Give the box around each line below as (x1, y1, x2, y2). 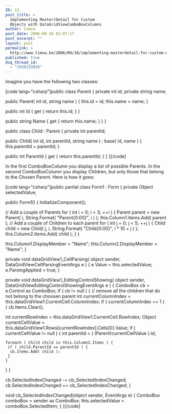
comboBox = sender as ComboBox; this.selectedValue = (5, 398, 124, 404)
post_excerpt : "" (5, 36, 42, 41)
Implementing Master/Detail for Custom (10, 17, 95, 22)
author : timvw (5, 27, 36, 32)
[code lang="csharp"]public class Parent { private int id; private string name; (5, 88, 167, 95)
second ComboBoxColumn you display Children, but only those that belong (5, 169, 164, 175)
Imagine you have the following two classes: (5, 79, 99, 85)
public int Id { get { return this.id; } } (5, 108, 80, 114)
